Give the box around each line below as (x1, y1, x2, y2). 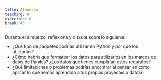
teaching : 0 (5, 12, 29, 17)
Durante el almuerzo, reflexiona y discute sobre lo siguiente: (5, 34, 126, 40)
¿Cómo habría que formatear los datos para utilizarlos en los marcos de (12, 54, 156, 60)
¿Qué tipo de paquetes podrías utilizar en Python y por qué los (12, 43, 138, 49)
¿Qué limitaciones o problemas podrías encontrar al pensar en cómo (12, 64, 150, 70)
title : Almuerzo (5, 7, 38, 12)
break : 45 (5, 20, 25, 26)
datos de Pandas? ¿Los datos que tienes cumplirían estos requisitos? (12, 59, 151, 65)
